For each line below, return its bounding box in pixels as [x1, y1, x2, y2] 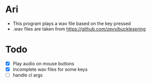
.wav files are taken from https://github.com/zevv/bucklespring [12, 25, 146, 32]
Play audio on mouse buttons [12, 60, 74, 67]
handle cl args [12, 72, 43, 78]
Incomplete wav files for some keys [12, 66, 88, 72]
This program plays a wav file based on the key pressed [12, 20, 131, 26]
